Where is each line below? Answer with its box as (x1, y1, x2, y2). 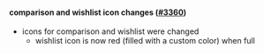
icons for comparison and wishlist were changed (21, 26, 200, 37)
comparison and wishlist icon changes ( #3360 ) (9, 7, 187, 17)
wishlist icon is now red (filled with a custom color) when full (34, 36, 256, 46)
